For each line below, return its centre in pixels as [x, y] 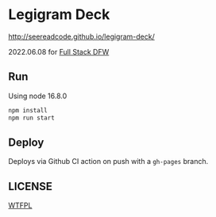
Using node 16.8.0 [38, 96]
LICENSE [31, 187]
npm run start [32, 118]
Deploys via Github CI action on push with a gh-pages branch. [108, 162]
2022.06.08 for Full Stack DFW [59, 51]
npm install [28, 110]
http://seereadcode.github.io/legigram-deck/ [81, 36]
